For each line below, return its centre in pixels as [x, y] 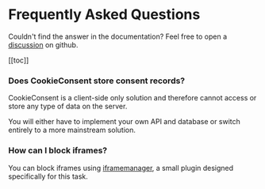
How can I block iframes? [58, 150]
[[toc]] [19, 60]
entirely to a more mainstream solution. [72, 130]
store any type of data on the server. [68, 106]
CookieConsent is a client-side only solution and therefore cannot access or [132, 98]
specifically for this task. [48, 176]
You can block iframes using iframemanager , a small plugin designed [121, 168]
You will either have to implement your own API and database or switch [124, 122]
